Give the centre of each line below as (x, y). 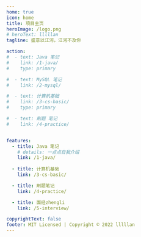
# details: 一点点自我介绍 (48, 152)
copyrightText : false (34, 219)
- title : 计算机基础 (36, 169)
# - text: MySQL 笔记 (34, 79)
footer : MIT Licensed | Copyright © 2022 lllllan (71, 225)
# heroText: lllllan (33, 35)
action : (16, 52)
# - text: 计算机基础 (33, 96)
